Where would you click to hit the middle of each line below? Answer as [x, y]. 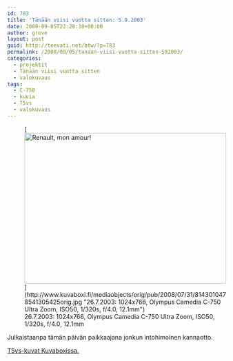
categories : [24, 59]
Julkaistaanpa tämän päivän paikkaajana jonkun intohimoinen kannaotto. [110, 337]
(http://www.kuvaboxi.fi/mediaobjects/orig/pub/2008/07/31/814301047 [125, 294]
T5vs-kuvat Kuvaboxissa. [43, 350]
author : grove [28, 33]
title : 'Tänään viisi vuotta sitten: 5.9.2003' [77, 20]
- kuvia [24, 97]
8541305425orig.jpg [53, 302]
